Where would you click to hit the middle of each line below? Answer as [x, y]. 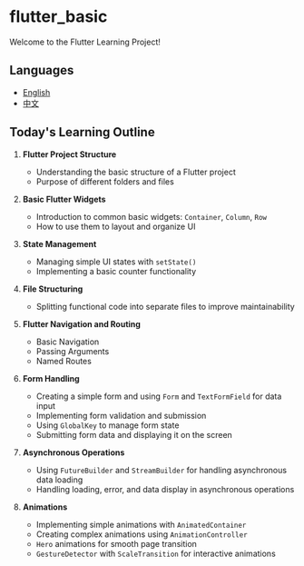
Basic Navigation [68, 342]
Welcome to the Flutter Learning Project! [85, 42]
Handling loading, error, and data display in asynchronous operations [165, 489]
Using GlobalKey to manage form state [108, 425]
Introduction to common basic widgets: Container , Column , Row [152, 216]
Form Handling [51, 378]
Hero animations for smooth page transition [117, 543]
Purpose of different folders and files [105, 181]
